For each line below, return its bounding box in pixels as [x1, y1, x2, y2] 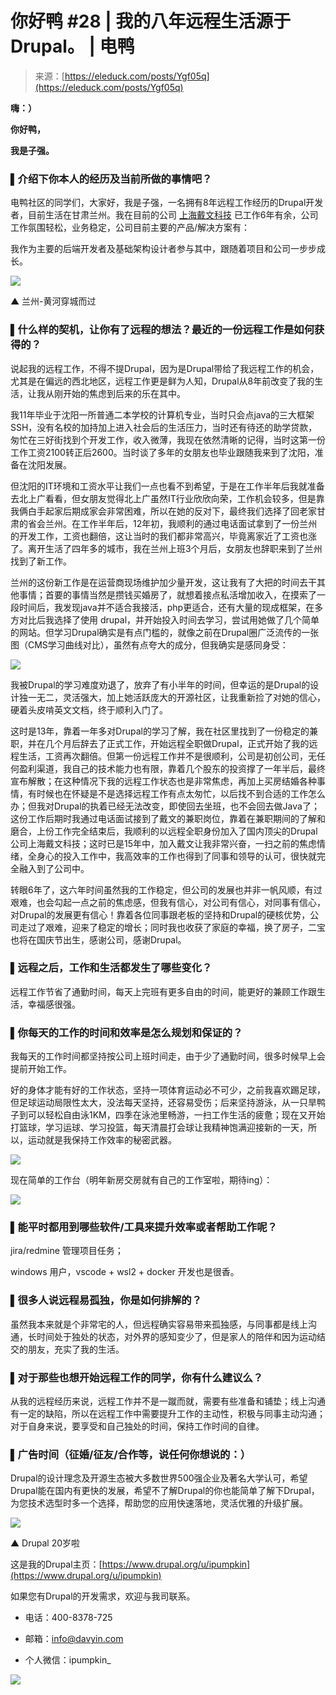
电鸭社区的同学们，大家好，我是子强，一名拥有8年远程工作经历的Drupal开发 [10, 197, 324, 209]
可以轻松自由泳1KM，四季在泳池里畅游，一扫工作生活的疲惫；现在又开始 [27, 1109, 326, 1121]
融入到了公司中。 [18, 862, 90, 874]
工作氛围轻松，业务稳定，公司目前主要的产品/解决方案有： [10, 222, 251, 234]
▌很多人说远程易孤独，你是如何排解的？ [10, 1293, 203, 1307]
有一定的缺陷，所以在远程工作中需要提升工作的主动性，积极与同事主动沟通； [10, 1408, 326, 1420]
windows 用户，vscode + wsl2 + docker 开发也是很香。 [10, 1266, 240, 1278]
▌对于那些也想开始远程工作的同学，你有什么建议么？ [10, 1370, 264, 1384]
